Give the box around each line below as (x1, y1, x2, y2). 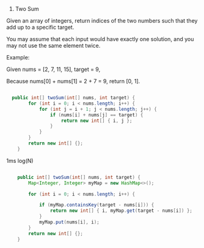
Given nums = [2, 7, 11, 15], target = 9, (6, 66, 101, 73)
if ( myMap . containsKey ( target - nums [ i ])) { (38, 202, 155, 208)
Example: (6, 54, 30, 61)
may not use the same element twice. (6, 42, 101, 49)
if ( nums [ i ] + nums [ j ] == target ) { (49, 111, 144, 118)
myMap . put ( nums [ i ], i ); (38, 219, 100, 225)
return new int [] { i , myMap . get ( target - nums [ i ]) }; (49, 208, 193, 214)
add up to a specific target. (6, 24, 75, 31)
